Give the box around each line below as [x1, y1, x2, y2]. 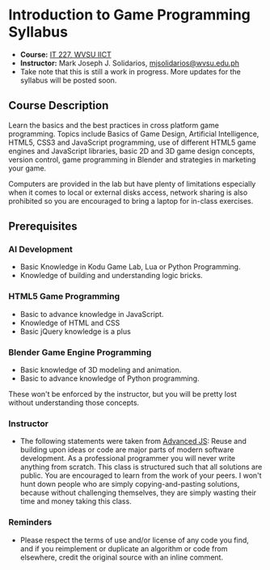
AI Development [8, 244, 73, 255]
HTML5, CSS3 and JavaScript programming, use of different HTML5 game [8, 137, 256, 147]
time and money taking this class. [19, 496, 132, 506]
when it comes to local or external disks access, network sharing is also [8, 188, 248, 197]
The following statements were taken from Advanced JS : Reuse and [19, 437, 247, 446]
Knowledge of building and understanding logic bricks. [19, 271, 204, 281]
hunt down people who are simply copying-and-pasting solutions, [19, 479, 240, 489]
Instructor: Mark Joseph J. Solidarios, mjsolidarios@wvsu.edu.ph [19, 58, 240, 68]
